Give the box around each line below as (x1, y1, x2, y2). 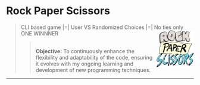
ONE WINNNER (20, 30, 59, 37)
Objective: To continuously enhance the (35, 47, 135, 54)
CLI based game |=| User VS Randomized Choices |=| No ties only (20, 24, 183, 31)
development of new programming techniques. (35, 66, 151, 73)
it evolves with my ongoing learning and (35, 60, 134, 67)
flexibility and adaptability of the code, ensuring (35, 54, 153, 61)
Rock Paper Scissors (6, 4, 110, 18)
